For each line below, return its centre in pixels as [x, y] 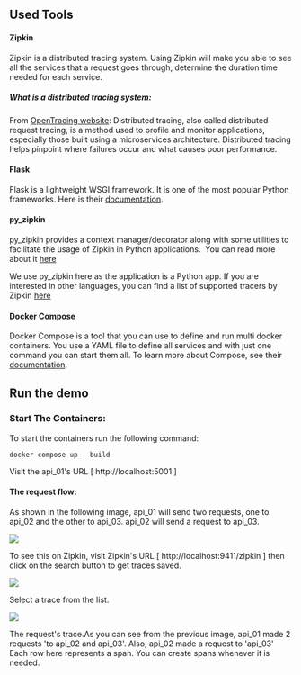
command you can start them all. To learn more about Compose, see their [146, 355]
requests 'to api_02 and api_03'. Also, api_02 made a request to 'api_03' [142, 643]
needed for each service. [56, 76]
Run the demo [49, 393]
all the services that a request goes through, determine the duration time [144, 67]
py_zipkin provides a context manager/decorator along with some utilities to [149, 239]
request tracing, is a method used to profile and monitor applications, [137, 130]
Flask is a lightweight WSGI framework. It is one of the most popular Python [149, 189]
